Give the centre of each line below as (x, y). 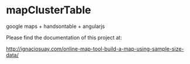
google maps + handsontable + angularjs (56, 26)
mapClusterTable (49, 10)
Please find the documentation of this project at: (64, 37)
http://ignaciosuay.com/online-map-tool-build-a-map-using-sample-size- (95, 49)
